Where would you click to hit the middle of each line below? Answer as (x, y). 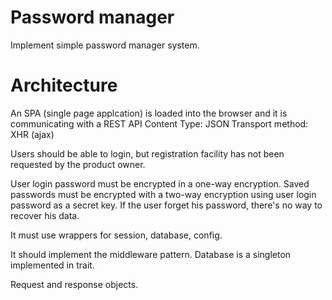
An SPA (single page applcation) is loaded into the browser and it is (149, 113)
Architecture (64, 85)
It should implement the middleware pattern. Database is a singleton (151, 254)
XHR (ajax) (32, 134)
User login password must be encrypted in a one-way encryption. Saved (160, 183)
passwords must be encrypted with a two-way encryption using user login (163, 194)
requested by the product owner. (78, 164)
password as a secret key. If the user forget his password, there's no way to (166, 205)
